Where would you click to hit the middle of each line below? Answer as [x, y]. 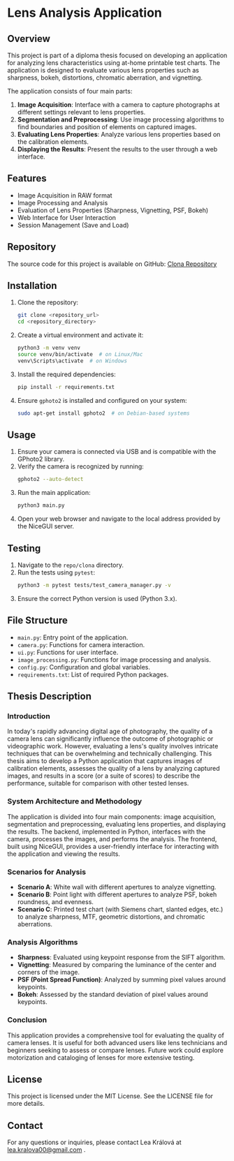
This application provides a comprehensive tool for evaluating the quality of [116, 1035]
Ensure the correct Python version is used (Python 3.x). [97, 598]
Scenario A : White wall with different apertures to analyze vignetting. [117, 887]
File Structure [37, 620]
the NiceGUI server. [46, 526]
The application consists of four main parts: [70, 91]
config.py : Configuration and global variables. [84, 667]
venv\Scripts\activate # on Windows [72, 361]
